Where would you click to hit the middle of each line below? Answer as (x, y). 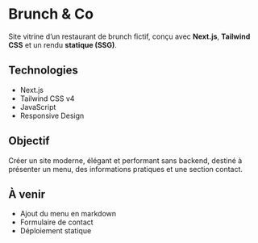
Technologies (44, 71)
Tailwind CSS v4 (47, 98)
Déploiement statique (56, 231)
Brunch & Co (51, 14)
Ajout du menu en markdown (68, 214)
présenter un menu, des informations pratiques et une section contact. (126, 169)
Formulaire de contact (57, 222)
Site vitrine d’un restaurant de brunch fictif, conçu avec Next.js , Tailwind (129, 36)
